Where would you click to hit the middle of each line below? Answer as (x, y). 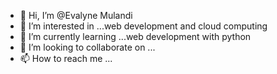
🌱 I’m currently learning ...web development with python (135, 36)
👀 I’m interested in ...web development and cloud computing (143, 26)
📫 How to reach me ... (66, 58)
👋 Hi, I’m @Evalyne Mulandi (76, 15)
